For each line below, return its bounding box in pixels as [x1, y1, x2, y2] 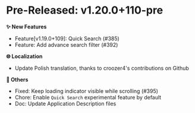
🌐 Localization [6, 53, 43, 60]
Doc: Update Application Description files [14, 100, 117, 107]
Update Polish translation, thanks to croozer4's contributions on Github [14, 64, 189, 72]
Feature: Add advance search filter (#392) [14, 41, 118, 48]
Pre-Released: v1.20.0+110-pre [6, 4, 163, 17]
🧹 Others [6, 76, 29, 83]
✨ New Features [6, 23, 47, 30]
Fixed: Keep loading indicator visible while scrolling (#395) [14, 87, 159, 95]
